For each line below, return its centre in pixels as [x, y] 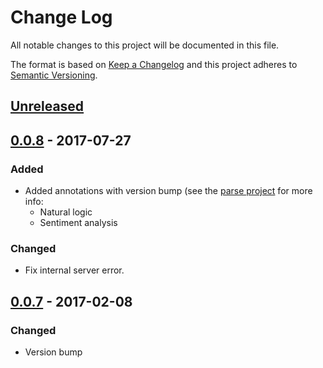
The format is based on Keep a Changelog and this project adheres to [154, 64]
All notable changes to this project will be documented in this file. [145, 45]
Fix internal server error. [74, 270]
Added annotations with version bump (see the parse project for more [168, 191]
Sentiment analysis [78, 223]
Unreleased [47, 106]
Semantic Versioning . [54, 75]
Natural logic [66, 212]
